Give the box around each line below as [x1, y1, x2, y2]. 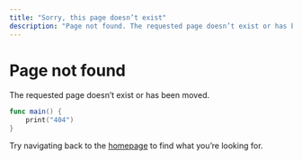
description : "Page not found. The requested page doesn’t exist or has [9, 22, 288, 31]
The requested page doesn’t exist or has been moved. [9, 90, 209, 101]
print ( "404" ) [25, 116, 75, 125]
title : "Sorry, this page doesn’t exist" [9, 13, 167, 22]
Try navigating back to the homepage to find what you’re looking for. [9, 140, 263, 151]
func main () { [9, 107, 63, 117]
